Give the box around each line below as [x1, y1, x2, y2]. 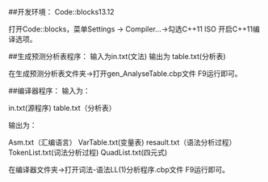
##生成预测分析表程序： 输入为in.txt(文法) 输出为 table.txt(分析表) [8, 52, 226, 61]
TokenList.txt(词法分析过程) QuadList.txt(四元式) [8, 148, 168, 157]
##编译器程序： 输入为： [8, 86, 90, 95]
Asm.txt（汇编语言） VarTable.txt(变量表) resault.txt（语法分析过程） [8, 138, 237, 147]
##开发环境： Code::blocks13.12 [8, 7, 115, 16]
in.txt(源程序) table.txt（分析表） [8, 104, 116, 112]
